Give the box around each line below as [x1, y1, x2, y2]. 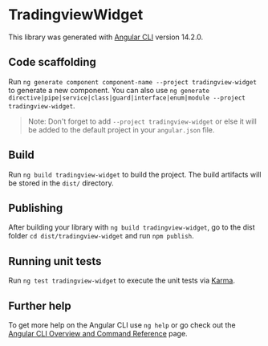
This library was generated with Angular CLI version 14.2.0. [8, 32, 204, 42]
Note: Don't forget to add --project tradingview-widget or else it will [27, 116, 257, 126]
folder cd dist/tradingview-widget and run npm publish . [8, 231, 194, 241]
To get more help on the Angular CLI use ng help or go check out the [8, 320, 236, 330]
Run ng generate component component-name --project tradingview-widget [8, 76, 257, 86]
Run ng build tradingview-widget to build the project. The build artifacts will [8, 169, 262, 179]
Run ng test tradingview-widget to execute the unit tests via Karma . [8, 275, 235, 286]
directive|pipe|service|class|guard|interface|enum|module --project [8, 94, 246, 102]
